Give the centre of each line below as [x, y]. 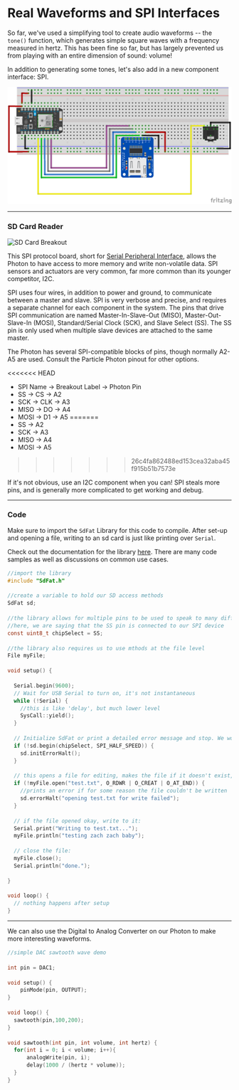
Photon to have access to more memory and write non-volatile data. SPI [113, 263]
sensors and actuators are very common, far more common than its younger [119, 271]
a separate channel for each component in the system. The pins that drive [116, 307]
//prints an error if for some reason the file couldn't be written [124, 791]
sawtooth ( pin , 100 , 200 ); [49, 1020]
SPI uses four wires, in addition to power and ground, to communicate [110, 292]
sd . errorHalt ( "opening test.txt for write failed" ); [100, 798]
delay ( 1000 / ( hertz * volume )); [76, 1065]
